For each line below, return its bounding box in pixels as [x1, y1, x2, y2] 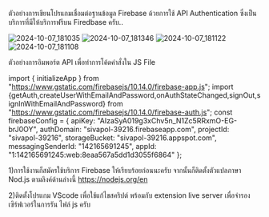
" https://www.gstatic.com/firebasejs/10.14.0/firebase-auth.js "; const [8, 107, 233, 117]
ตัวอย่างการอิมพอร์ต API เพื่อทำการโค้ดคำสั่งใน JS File [8, 58, 156, 66]
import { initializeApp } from [8, 74, 99, 82]
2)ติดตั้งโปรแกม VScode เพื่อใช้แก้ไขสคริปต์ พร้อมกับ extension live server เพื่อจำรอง [8, 191, 251, 200]
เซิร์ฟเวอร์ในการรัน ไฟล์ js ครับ [8, 199, 90, 209]
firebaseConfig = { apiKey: [8, 116, 96, 125]
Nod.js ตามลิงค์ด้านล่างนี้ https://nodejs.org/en [8, 175, 148, 184]
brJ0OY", [8, 125, 38, 134]
